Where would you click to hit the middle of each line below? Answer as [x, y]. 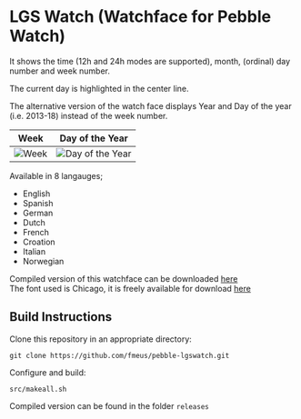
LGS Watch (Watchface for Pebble [140, 17]
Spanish [38, 203]
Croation [39, 242]
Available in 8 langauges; [56, 175]
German [38, 213]
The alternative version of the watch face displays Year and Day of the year [151, 105]
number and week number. [60, 71]
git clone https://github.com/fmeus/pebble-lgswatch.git [120, 355]
